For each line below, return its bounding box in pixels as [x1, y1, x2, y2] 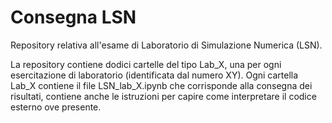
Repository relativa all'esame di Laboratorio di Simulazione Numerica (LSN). [10, 39, 323, 51]
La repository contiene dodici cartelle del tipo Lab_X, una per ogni [10, 58, 282, 70]
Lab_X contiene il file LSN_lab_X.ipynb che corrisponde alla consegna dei [10, 79, 313, 91]
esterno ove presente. [10, 101, 102, 113]
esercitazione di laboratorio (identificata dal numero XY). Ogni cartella [10, 69, 299, 81]
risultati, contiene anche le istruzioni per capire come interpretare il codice [10, 90, 317, 102]
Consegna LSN [10, 6, 137, 29]
